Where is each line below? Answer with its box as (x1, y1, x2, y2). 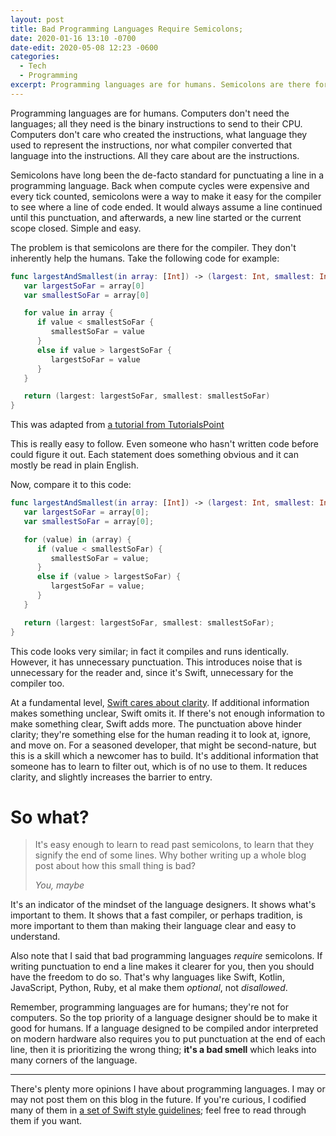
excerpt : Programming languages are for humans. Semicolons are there (10, 80, 311, 90)
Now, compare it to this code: (10, 479, 132, 491)
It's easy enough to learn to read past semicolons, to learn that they (34, 839, 315, 851)
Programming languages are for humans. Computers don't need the (10, 107, 290, 119)
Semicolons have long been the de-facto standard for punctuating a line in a (10, 169, 325, 181)
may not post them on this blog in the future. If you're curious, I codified (10, 1094, 307, 1106)
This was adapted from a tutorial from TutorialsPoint (10, 419, 225, 431)
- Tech (19, 61, 47, 71)
